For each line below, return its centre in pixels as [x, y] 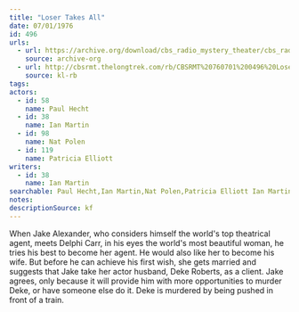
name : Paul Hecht [57, 109]
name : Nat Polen [56, 142]
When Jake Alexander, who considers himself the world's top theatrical [140, 234]
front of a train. [37, 300]
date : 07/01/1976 [41, 26]
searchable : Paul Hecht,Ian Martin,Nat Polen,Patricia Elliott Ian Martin [151, 192]
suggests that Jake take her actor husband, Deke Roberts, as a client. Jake [146, 271]
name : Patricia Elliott [69, 158]
